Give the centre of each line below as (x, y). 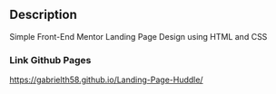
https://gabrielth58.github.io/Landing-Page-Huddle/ (106, 80)
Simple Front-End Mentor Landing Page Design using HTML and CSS (138, 36)
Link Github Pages (50, 60)
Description (43, 15)
